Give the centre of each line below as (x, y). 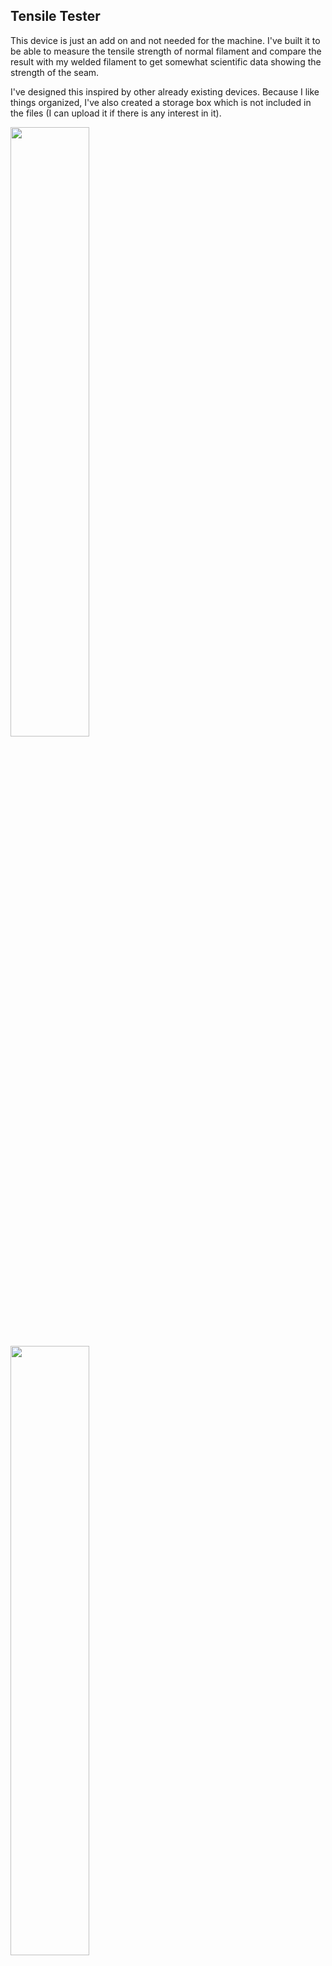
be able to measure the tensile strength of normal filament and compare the (166, 51)
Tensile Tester (55, 16)
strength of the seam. (55, 72)
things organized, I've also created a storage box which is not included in (161, 102)
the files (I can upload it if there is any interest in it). (116, 113)
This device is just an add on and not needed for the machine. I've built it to (165, 40)
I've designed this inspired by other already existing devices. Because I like (165, 91)
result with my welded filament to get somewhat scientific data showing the (166, 61)
